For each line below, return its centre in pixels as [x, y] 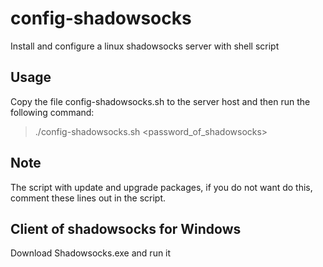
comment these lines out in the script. [88, 198]
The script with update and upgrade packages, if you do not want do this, [161, 187]
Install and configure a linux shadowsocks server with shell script [145, 46]
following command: [52, 112]
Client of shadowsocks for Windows [126, 228]
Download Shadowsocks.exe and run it [91, 253]
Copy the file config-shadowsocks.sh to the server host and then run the [160, 101]
